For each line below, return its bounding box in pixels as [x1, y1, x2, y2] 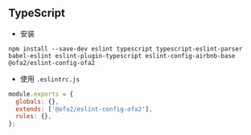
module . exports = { [8, 90, 74, 98]
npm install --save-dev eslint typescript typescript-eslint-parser [8, 44, 243, 53]
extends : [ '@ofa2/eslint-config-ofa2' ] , [15, 104, 153, 113]
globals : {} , [15, 97, 60, 105]
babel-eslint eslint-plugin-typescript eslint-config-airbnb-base [8, 51, 236, 59]
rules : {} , [15, 112, 52, 121]
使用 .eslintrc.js [19, 74, 80, 84]
